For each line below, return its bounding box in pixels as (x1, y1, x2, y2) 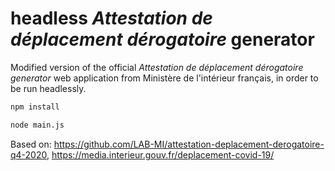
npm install (10, 102, 60, 112)
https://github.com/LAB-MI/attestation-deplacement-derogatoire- (53, 138, 325, 150)
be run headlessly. (10, 82, 87, 94)
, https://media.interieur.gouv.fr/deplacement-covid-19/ (46, 148, 275, 161)
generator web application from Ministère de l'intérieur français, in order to (10, 72, 319, 84)
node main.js (10, 120, 65, 130)
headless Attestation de (10, 7, 213, 30)
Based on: (10, 138, 52, 150)
